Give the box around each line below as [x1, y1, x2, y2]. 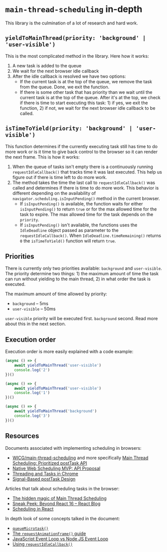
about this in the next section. [5, 321, 66, 327]
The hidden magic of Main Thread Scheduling [12, 495, 107, 501]
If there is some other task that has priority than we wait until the [19, 89, 153, 95]
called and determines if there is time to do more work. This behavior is [12, 184, 159, 190]
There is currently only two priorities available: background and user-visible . [5, 265, 162, 271]
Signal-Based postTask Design [12, 476, 76, 482]
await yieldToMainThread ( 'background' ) [14, 409, 97, 414]
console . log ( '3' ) [14, 413, 50, 418]
